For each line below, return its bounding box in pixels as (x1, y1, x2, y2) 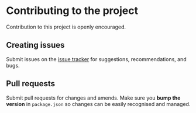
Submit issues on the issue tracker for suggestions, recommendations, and (6, 55, 187, 62)
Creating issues (6, 40, 65, 50)
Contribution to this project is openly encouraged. (6, 23, 126, 30)
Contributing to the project (6, 4, 139, 17)
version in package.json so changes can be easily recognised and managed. (6, 100, 191, 107)
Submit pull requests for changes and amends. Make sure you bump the (6, 94, 181, 101)
